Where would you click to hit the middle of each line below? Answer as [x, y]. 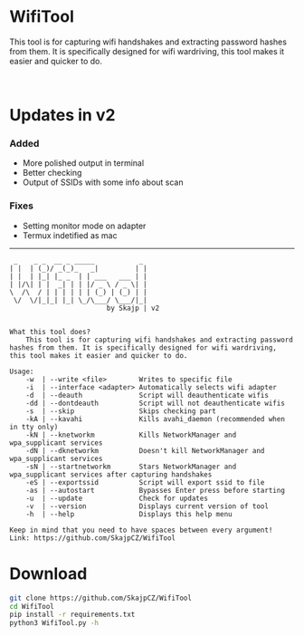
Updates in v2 [62, 116]
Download [48, 573]
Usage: [22, 371]
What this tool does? [50, 332]
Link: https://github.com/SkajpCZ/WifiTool [93, 538]
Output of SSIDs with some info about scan [103, 182]
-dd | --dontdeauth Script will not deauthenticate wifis [155, 403]
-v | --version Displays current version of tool [147, 506]
